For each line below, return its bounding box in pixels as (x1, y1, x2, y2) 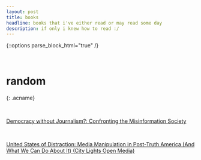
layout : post (6, 8, 39, 15)
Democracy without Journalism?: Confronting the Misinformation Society (6, 117, 187, 125)
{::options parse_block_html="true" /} (6, 42, 99, 49)
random (6, 74, 46, 88)
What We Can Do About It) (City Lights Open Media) (6, 147, 135, 155)
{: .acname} (6, 94, 35, 102)
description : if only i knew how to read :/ (6, 25, 119, 32)
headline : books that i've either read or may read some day (6, 20, 163, 26)
